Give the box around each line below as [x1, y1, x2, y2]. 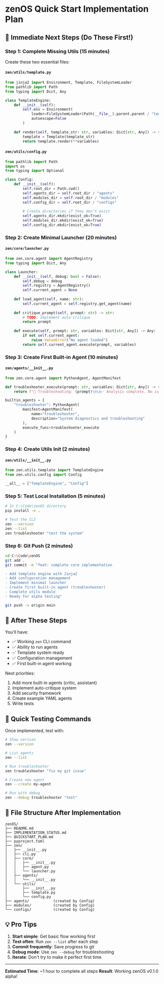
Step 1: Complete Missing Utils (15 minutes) [5, 48, 110, 55]
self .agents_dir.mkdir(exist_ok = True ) [22, 213, 102, 218]
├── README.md [5, 826, 34, 831]
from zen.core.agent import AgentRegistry [5, 256, 93, 261]
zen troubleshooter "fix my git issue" [5, 768, 86, 774]
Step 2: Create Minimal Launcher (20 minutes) [5, 234, 117, 241]
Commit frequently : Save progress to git [12, 943, 95, 949]
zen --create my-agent [5, 782, 51, 787]
